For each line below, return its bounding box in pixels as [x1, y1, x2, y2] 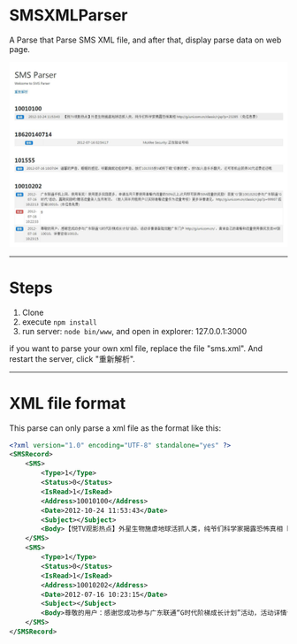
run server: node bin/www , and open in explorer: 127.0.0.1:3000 [21, 326, 247, 336]
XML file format [9, 393, 126, 413]
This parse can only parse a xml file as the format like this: [9, 422, 222, 433]
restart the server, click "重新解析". [9, 353, 135, 364]
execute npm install [21, 316, 97, 327]
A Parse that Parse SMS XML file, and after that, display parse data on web [9, 34, 282, 45]
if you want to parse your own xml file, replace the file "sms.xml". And [9, 342, 263, 354]
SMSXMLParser [9, 5, 128, 26]
